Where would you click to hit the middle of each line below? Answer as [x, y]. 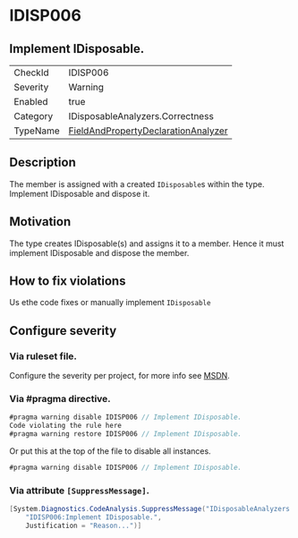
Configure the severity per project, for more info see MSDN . [119, 376]
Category [34, 116]
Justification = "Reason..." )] [84, 525]
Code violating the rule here [66, 426]
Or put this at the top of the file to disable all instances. [111, 451]
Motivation [40, 222]
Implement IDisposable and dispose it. [80, 193]
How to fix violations [68, 282]
